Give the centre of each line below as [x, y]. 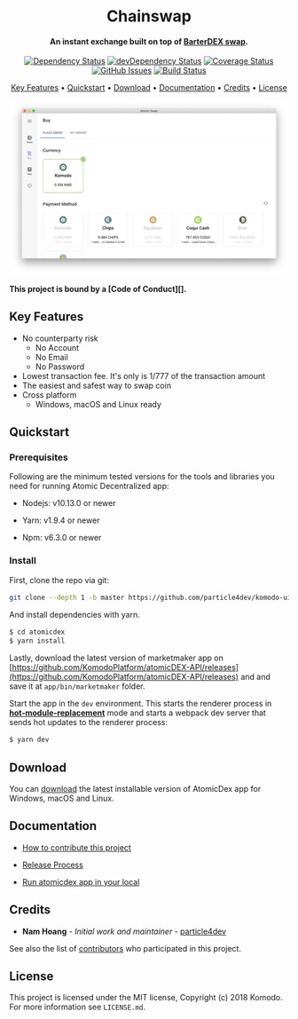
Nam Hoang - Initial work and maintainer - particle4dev [124, 931]
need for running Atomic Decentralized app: [89, 486]
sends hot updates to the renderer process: [89, 723]
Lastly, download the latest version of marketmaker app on [117, 658]
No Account [57, 347]
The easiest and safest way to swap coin [96, 385]
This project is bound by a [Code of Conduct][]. [98, 288]
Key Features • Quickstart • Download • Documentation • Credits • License [149, 88]
